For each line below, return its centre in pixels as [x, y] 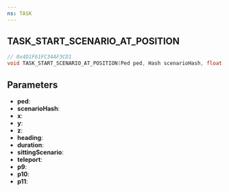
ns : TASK [20, 13]
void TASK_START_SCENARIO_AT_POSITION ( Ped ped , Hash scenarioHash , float [115, 63]
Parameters [33, 85]
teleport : [29, 159]
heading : [30, 137]
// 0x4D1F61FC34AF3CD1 [39, 57]
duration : [31, 145]
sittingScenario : [40, 152]
